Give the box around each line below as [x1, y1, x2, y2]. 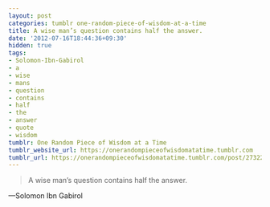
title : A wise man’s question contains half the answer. [8, 26, 203, 34]
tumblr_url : [8, 153, 48, 161]
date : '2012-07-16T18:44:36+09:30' [8, 34, 128, 43]
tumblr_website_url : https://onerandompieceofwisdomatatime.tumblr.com [8, 146, 253, 154]
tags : [8, 49, 27, 57]
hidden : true [8, 42, 52, 50]
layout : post [8, 11, 52, 20]
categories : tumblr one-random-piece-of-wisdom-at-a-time [8, 19, 207, 27]
